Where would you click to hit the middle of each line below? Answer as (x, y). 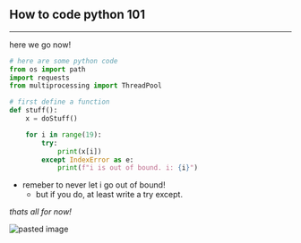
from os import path (48, 69)
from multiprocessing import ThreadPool (86, 86)
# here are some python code (64, 61)
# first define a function (60, 102)
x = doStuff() (52, 119)
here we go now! (40, 45)
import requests (39, 78)
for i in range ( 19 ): (64, 134)
